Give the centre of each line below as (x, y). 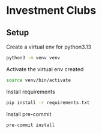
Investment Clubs (51, 10)
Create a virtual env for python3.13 (49, 47)
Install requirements (31, 92)
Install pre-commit (29, 114)
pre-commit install (31, 125)
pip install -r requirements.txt (48, 102)
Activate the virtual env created (45, 69)
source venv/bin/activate (38, 80)
